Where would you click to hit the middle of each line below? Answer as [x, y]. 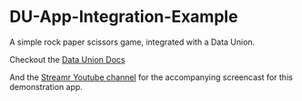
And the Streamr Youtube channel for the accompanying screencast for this [151, 77]
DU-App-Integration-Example [124, 17]
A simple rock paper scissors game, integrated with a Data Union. [132, 42]
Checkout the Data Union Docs [67, 59]
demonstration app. [46, 86]
